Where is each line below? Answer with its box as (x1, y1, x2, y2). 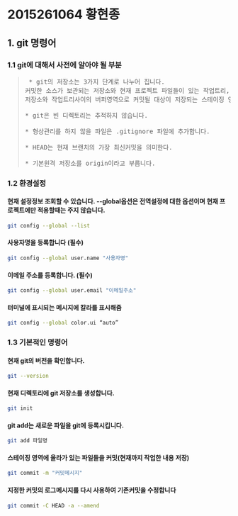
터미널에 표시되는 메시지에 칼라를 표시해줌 (7, 303, 122, 312)
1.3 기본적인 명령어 (7, 337, 68, 347)
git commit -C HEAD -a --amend (7, 502, 100, 509)
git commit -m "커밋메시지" (7, 469, 83, 477)
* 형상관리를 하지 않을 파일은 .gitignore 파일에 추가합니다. (24, 127, 210, 135)
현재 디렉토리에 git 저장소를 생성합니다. (7, 388, 115, 397)
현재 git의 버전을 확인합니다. (7, 356, 85, 365)
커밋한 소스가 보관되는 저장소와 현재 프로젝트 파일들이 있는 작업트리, (24, 86, 230, 94)
